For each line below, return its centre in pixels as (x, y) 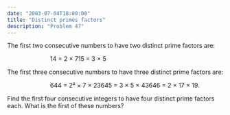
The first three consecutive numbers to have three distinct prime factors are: (115, 72)
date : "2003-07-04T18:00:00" (49, 13)
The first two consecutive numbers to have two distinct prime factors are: (111, 46)
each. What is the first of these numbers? (66, 106)
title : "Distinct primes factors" (57, 20)
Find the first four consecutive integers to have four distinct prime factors (111, 99)
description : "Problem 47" (46, 26)
